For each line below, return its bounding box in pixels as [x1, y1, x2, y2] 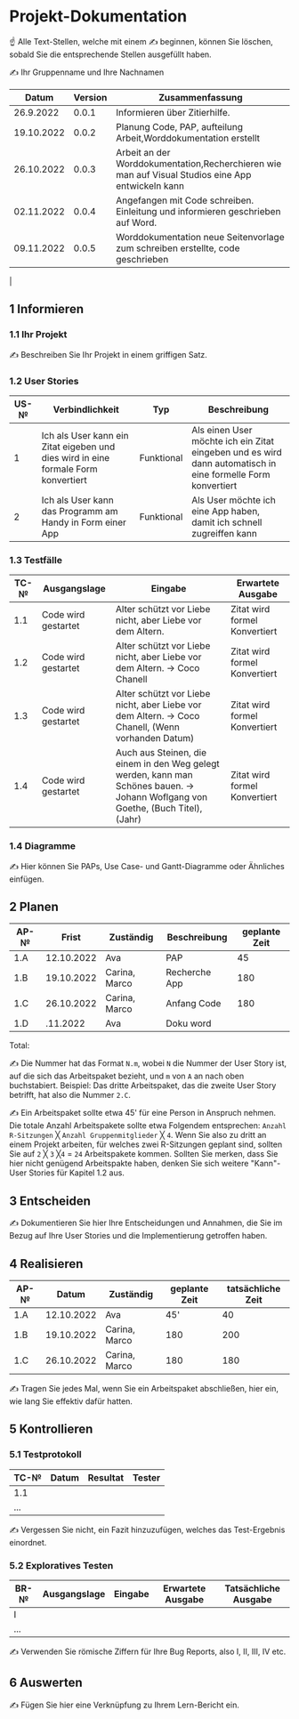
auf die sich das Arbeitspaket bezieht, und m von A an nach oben [9, 1070, 245, 1082]
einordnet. [9, 1537, 47, 1547]
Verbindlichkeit [53, 403, 120, 416]
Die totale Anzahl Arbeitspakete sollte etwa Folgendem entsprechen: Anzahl [9, 1120, 287, 1131]
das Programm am [41, 504, 118, 517]
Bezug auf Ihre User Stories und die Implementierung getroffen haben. [9, 1231, 268, 1241]
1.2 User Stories [9, 375, 79, 387]
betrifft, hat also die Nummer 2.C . [9, 1090, 131, 1101]
